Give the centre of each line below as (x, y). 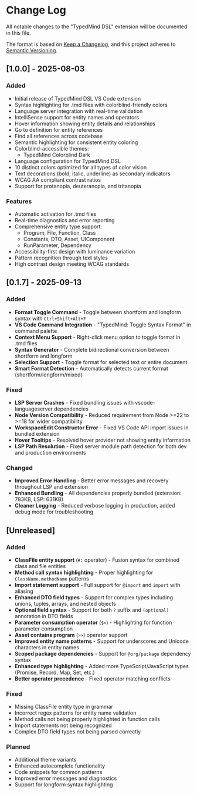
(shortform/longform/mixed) (49, 375)
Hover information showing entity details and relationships (85, 124)
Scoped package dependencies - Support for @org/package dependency (103, 653)
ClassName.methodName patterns (52, 578)
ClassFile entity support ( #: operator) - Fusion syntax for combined (97, 560)
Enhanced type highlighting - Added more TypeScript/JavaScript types (101, 666)
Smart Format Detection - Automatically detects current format (91, 368)
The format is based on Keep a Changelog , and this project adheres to (91, 44)
